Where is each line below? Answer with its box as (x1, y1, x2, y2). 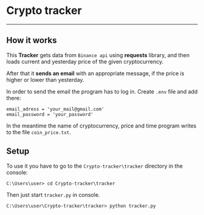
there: (6, 94, 21, 101)
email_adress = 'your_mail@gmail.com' (6, 106, 104, 112)
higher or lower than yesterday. (6, 76, 84, 83)
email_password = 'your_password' (6, 111, 94, 117)
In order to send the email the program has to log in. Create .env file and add (6, 87, 198, 95)
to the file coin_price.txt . (6, 128, 72, 135)
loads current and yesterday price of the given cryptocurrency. (6, 58, 164, 65)
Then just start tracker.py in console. (6, 191, 100, 198)
